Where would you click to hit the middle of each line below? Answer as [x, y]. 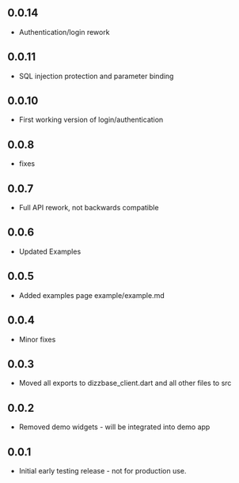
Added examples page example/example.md [91, 295]
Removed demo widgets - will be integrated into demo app [114, 427]
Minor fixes [37, 339]
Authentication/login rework [64, 32]
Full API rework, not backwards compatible [89, 208]
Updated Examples [50, 251]
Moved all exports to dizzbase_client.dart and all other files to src [125, 383]
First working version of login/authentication [91, 120]
